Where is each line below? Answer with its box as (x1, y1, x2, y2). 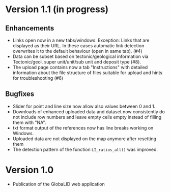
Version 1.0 (5, 164, 54, 176)
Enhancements (5, 24, 54, 33)
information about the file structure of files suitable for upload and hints (12, 70, 163, 76)
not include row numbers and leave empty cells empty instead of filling (12, 114, 162, 120)
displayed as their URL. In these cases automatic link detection (12, 43, 145, 49)
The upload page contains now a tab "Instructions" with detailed (12, 65, 148, 70)
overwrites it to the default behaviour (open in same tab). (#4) (12, 48, 143, 54)
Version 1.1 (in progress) (5, 4, 109, 15)
